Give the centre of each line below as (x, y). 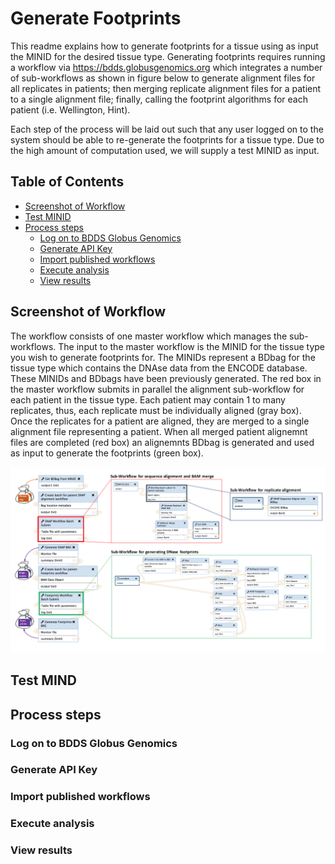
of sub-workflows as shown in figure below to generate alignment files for (163, 78)
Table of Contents (67, 182)
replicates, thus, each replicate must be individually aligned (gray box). (156, 410)
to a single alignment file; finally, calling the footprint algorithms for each (159, 99)
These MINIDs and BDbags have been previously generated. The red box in (166, 378)
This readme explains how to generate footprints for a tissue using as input (164, 46)
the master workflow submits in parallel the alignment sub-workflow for (157, 389)
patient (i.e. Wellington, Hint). (70, 109)
